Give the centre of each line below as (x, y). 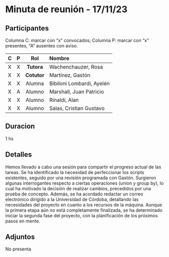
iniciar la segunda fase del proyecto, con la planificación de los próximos (81, 215)
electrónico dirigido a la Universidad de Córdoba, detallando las (72, 199)
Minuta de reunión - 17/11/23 (66, 9)
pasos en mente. (23, 221)
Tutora (35, 67)
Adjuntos (20, 237)
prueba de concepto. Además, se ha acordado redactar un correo (74, 194)
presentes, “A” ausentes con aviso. (41, 46)
